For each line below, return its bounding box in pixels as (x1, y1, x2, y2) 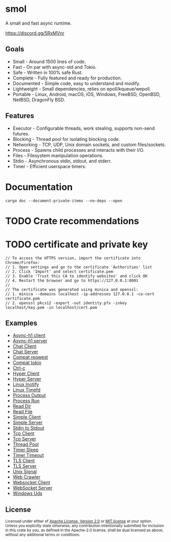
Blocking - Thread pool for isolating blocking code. (12, 136, 120, 142)
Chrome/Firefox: (5, 260, 40, 265)
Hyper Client (12, 370, 40, 377)
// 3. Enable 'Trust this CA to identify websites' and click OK (5, 273, 147, 278)
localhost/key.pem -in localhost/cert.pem (5, 305, 97, 310)
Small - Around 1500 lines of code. (12, 58, 86, 65)
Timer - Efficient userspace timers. (12, 163, 87, 169)
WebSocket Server (12, 485, 53, 491)
